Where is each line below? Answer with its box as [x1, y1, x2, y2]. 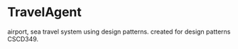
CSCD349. [7, 34, 39, 43]
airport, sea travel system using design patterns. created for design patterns [7, 27, 231, 36]
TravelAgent [7, 4, 82, 20]
